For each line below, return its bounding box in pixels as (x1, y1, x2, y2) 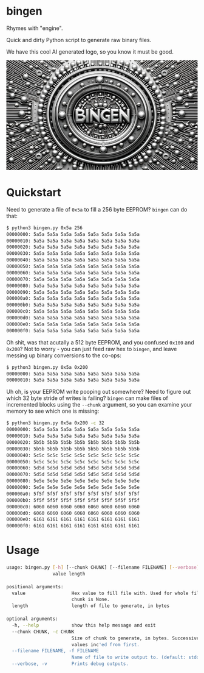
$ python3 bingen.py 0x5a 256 (6, 224, 83, 231)
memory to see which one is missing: (6, 407, 100, 415)
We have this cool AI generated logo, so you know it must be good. (6, 48, 174, 55)
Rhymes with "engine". (6, 24, 63, 32)
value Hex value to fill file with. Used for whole (12, 590, 189, 596)
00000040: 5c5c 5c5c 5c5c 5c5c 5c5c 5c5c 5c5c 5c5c (6, 452, 140, 458)
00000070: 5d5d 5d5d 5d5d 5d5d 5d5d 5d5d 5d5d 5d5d (6, 471, 140, 478)
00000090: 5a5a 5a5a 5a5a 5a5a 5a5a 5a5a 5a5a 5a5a (6, 289, 140, 295)
